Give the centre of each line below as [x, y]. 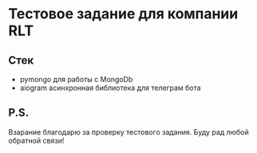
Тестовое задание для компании [123, 14]
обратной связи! [36, 140]
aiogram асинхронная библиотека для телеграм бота [110, 88]
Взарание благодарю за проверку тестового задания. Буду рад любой [128, 131]
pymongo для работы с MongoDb [76, 79]
